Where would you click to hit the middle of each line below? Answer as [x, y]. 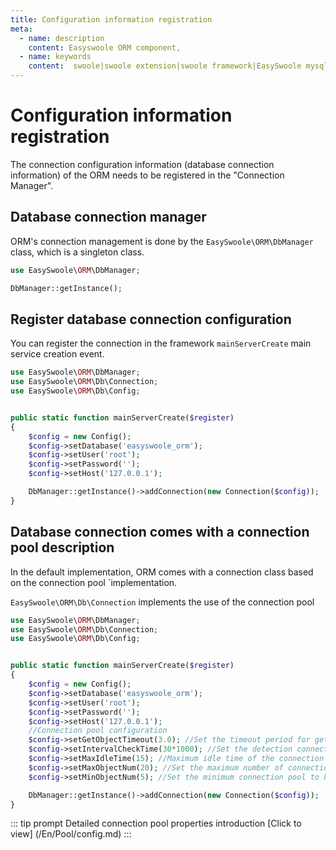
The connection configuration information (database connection [142, 164]
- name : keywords [55, 57]
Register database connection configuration [151, 319]
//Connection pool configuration [98, 731]
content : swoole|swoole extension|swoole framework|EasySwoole [165, 66]
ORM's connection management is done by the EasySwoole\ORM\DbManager [162, 241]
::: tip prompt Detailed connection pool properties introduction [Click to [156, 823]
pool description [62, 547]
